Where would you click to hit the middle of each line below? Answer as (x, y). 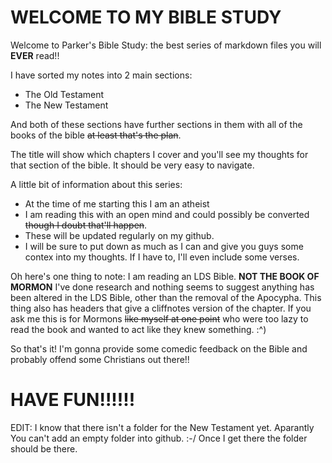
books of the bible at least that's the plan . (96, 135)
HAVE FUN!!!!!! (73, 400)
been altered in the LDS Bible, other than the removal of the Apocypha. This (166, 297)
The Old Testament (64, 94)
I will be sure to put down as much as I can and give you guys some (164, 246)
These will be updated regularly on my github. (119, 235)
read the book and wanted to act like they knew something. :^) (138, 329)
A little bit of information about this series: (96, 184)
